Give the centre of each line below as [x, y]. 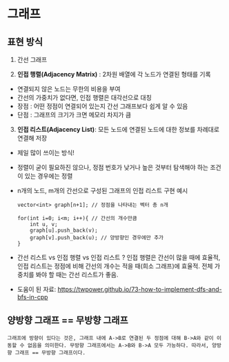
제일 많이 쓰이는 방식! [46, 153]
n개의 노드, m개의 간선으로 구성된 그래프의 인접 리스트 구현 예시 [102, 191]
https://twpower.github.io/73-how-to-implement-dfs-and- [140, 289]
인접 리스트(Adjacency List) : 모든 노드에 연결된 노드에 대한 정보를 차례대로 [118, 129]
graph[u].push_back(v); [64, 230]
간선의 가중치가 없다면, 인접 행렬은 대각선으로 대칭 [84, 98]
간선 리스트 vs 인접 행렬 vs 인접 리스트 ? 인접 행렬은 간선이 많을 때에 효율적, [119, 257]
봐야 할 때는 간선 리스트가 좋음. [77, 274]
